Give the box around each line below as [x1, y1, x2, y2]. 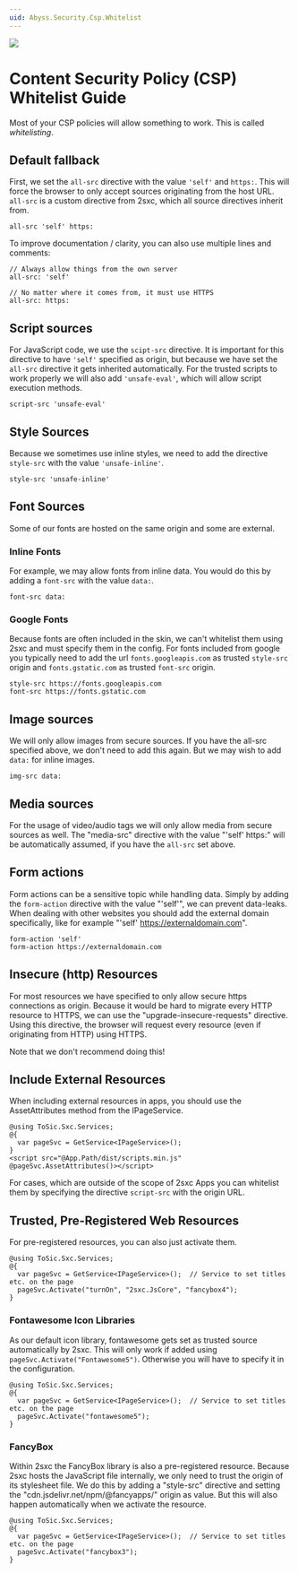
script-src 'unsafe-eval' [9, 400, 106, 409]
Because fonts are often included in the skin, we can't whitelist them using [9, 634, 284, 644]
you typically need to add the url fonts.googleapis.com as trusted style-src [9, 653, 288, 663]
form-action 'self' [9, 934, 82, 944]
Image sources [9, 712, 94, 727]
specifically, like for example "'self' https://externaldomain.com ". [9, 917, 248, 928]
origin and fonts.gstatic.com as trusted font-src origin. [9, 662, 217, 673]
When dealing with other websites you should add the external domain [9, 907, 270, 919]
